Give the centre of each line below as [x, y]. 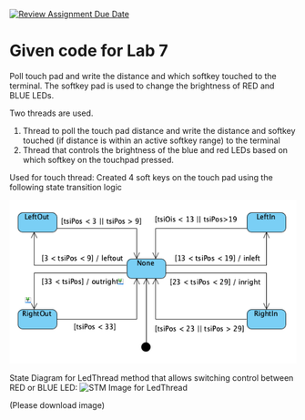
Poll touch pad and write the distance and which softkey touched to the [143, 76]
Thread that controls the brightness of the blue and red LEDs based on [155, 149]
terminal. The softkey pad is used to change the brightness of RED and [142, 86]
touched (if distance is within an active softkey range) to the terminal [151, 140]
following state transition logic [66, 187]
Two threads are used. [51, 113]
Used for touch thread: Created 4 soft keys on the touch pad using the [141, 177]
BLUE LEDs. [32, 95]
